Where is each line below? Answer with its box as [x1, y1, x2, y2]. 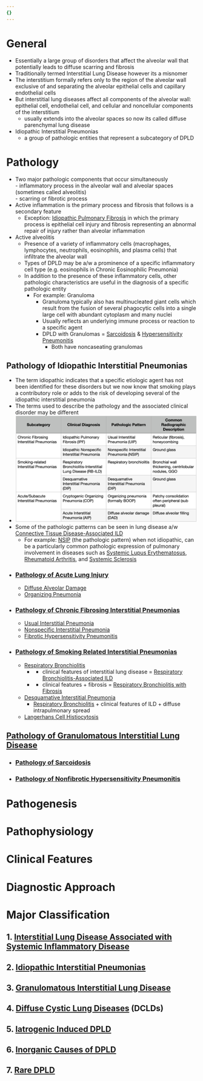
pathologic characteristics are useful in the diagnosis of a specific [24, 278, 189, 286]
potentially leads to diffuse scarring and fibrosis [15, 63, 135, 70]
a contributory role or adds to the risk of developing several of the [15, 389, 180, 397]
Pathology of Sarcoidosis [15, 758, 91, 767]
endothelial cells [15, 89, 56, 96]
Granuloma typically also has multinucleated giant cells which [42, 298, 196, 305]
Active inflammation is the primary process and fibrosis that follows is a [15, 201, 194, 209]
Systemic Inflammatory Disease [6, 941, 130, 952]
